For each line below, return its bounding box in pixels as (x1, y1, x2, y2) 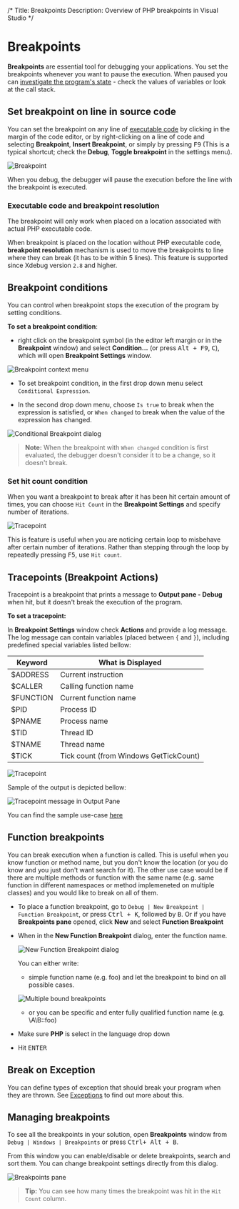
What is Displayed (98, 657, 162, 667)
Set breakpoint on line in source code (7, 106, 177, 118)
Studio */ (7, 14, 34, 22)
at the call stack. (7, 85, 56, 94)
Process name (60, 716, 108, 726)
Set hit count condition (7, 476, 88, 486)
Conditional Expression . (17, 386, 91, 395)
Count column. (24, 1195, 67, 1203)
